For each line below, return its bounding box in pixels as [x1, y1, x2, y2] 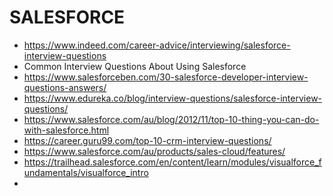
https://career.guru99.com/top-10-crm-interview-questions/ [23, 134, 272, 146]
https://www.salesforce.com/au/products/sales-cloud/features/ [23, 145, 286, 157]
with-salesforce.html [23, 124, 110, 136]
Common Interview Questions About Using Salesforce [23, 60, 247, 72]
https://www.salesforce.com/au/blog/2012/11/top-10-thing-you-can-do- [23, 113, 320, 125]
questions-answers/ [23, 81, 107, 93]
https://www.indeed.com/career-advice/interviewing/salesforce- [23, 39, 291, 51]
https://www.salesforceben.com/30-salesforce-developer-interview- [23, 71, 309, 83]
